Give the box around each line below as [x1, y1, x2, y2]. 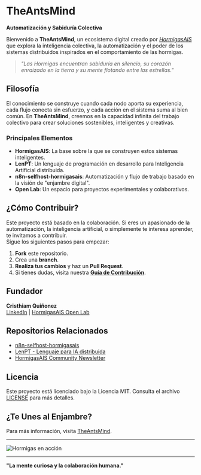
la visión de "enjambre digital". [14, 179, 90, 187]
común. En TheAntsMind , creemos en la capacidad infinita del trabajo [6, 112, 179, 119]
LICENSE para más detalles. [6, 394, 75, 401]
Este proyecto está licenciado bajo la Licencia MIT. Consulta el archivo [6, 388, 180, 395]
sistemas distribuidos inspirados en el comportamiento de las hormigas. [6, 48, 184, 55]
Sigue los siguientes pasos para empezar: [6, 238, 109, 245]
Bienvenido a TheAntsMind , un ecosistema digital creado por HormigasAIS [6, 35, 193, 43]
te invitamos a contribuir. [6, 232, 68, 239]
